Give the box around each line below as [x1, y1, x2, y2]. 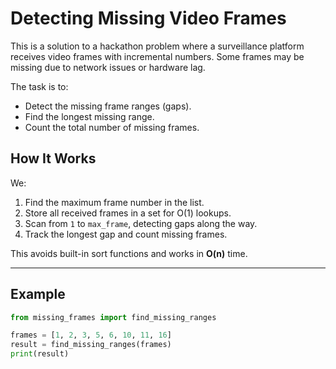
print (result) [10, 349, 70, 359]
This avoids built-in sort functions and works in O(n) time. [10, 247, 248, 259]
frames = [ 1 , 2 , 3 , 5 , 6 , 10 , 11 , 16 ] [10, 330, 172, 341]
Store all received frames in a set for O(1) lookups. [24, 207, 232, 219]
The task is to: [10, 80, 69, 92]
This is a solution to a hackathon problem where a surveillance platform [10, 40, 305, 52]
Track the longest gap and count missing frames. [24, 228, 228, 240]
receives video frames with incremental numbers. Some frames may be [10, 50, 305, 62]
